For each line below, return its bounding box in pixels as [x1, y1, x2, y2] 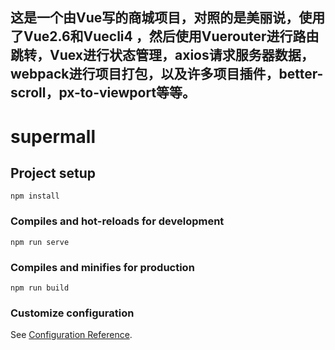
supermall [10, 125, 97, 148]
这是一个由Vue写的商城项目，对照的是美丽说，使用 [10, 9, 326, 27]
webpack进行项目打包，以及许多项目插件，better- [10, 66, 324, 83]
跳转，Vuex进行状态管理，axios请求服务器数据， [10, 47, 315, 64]
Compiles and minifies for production [10, 260, 195, 274]
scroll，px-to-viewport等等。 [10, 84, 197, 102]
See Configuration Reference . [10, 329, 133, 341]
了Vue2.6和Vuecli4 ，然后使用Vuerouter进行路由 [10, 28, 320, 45]
